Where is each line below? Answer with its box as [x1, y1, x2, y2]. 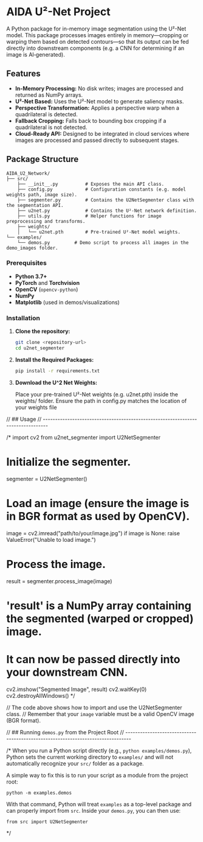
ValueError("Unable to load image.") [6, 536, 96, 543]
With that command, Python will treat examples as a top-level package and [6, 800, 192, 808]
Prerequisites [6, 259, 47, 267]
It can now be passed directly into [6, 652, 181, 666]
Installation [6, 314, 41, 322]
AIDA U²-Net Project [6, 5, 111, 19]
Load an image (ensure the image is [6, 496, 190, 510]
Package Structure [6, 154, 79, 164]
